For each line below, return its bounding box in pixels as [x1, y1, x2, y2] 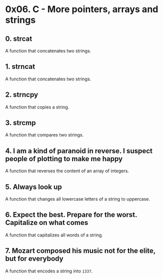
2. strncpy [5, 90, 38, 99]
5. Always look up [5, 182, 62, 191]
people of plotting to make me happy [5, 154, 123, 163]
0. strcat [5, 34, 32, 43]
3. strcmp [5, 119, 36, 127]
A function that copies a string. [5, 104, 70, 110]
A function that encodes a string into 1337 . [5, 268, 93, 274]
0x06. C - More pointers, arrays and [5, 4, 158, 15]
